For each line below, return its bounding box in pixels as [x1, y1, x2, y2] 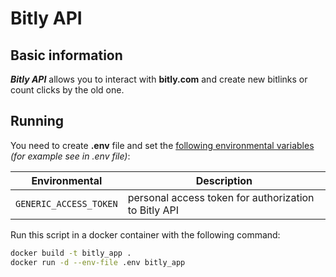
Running [10, 113, 65, 130]
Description [195, 173, 253, 187]
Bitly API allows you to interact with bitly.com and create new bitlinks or [10, 73, 308, 85]
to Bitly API [127, 203, 180, 217]
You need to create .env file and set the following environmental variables [10, 139, 315, 151]
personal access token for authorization [127, 190, 315, 204]
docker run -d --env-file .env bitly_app [10, 257, 186, 267]
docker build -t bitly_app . [10, 248, 132, 258]
